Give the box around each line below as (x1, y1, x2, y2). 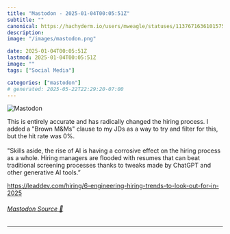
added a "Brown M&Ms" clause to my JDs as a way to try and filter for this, (7, 125, 218, 133)
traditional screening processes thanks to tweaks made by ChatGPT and (7, 161, 211, 170)
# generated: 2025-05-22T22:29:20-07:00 (7, 86, 125, 92)
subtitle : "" (7, 16, 44, 23)
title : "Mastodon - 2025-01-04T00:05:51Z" (7, 10, 130, 17)
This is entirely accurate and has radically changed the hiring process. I (7, 118, 209, 126)
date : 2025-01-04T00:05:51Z (7, 48, 88, 55)
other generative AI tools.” (7, 168, 81, 177)
